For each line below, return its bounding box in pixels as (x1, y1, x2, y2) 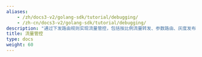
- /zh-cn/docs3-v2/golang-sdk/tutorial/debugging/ (17, 20, 147, 26)
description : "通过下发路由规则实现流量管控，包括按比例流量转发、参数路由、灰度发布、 (6, 25, 201, 31)
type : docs (6, 36, 34, 42)
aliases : (6, 8, 28, 15)
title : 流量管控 (6, 31, 43, 37)
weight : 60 (6, 42, 34, 48)
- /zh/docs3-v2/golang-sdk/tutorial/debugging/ (17, 14, 138, 20)
